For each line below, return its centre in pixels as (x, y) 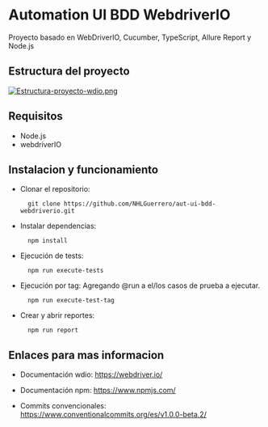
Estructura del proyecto (69, 72)
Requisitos (36, 116)
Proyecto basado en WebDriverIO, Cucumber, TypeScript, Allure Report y (130, 37)
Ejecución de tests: (52, 256)
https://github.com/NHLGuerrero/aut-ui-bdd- (140, 204)
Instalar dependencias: (58, 226)
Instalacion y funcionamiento (84, 169)
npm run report (53, 330)
